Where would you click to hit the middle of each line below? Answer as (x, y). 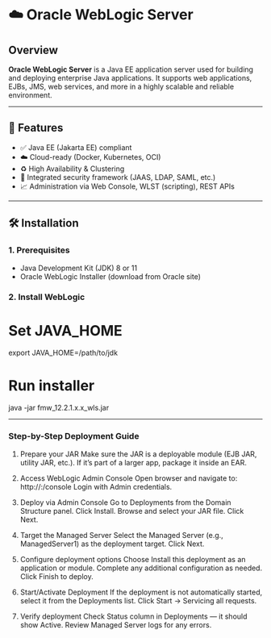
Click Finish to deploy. (57, 576)
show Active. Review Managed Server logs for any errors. (116, 624)
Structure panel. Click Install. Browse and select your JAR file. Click (132, 511)
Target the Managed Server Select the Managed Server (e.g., (121, 535)
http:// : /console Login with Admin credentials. (96, 486)
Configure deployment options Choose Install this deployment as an (133, 559)
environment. (30, 95)
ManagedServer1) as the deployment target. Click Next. (112, 544)
